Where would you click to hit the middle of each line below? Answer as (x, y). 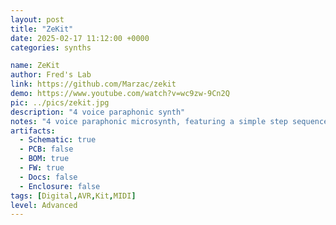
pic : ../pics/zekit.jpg (60, 102)
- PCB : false (46, 149)
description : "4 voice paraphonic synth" (98, 112)
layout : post (37, 19)
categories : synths (51, 47)
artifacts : (33, 131)
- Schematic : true (58, 140)
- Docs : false (48, 177)
